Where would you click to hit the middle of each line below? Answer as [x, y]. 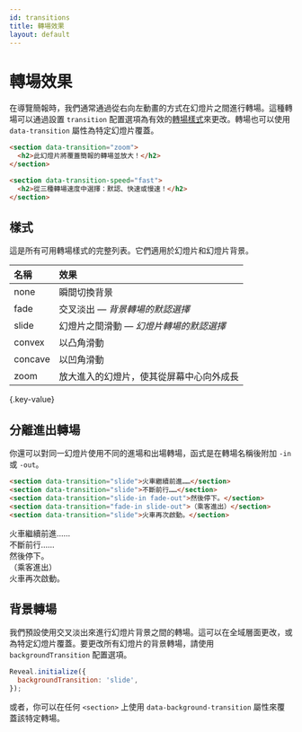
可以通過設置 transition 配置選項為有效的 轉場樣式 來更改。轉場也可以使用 [153, 119]
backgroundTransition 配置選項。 [71, 655]
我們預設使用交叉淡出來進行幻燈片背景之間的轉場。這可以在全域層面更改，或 [151, 632]
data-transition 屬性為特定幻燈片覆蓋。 [84, 130]
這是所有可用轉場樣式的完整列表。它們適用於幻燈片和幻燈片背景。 [131, 251]
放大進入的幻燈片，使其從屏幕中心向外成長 [149, 376]
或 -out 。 [27, 464]
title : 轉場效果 [37, 26]
